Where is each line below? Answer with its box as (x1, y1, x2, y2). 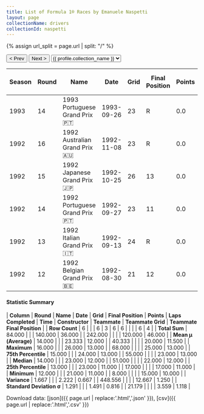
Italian (63, 234, 80, 242)
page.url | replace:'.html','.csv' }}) (6, 401, 89, 409)
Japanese (63, 168, 91, 177)
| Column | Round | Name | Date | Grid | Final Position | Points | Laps (6, 312, 182, 319)
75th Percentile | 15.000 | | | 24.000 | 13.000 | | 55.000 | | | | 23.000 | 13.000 (6, 350, 197, 358)
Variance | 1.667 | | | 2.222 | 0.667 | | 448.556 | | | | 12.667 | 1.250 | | (6, 376, 177, 384)
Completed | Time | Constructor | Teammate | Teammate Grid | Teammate (6, 318, 197, 325)
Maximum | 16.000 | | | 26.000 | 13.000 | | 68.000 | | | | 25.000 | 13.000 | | (6, 344, 191, 351)
